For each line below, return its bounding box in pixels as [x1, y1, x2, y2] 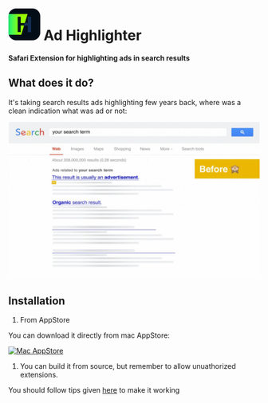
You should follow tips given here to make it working [8, 385, 180, 395]
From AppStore [19, 315, 70, 325]
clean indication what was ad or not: [8, 106, 128, 115]
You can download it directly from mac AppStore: [8, 331, 170, 340]
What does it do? [8, 76, 94, 90]
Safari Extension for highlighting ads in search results [8, 53, 190, 63]
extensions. [19, 370, 58, 380]
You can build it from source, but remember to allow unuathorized [19, 362, 237, 371]
